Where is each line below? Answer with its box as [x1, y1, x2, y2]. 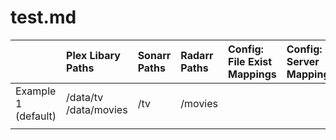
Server [286, 54, 320, 68]
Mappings [228, 67, 277, 81]
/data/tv [66, 90, 104, 104]
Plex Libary [66, 48, 121, 62]
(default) [15, 109, 57, 123]
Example [15, 84, 57, 98]
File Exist [228, 54, 273, 68]
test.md [10, 6, 77, 29]
